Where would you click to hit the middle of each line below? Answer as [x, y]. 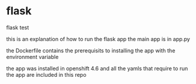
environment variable [32, 57]
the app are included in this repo [46, 74]
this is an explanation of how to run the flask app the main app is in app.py [98, 39]
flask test [18, 27]
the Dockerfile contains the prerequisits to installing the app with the [91, 50]
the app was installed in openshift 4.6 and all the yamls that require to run [97, 68]
